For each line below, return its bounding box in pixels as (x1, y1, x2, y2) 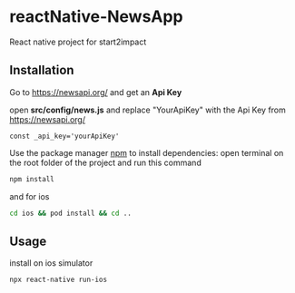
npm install (9, 174, 54, 183)
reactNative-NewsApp (9, 6, 183, 27)
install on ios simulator (9, 258, 93, 269)
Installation (9, 63, 74, 78)
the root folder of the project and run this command (9, 157, 202, 168)
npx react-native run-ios (9, 275, 107, 285)
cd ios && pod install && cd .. (9, 209, 132, 218)
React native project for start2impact (9, 36, 147, 47)
